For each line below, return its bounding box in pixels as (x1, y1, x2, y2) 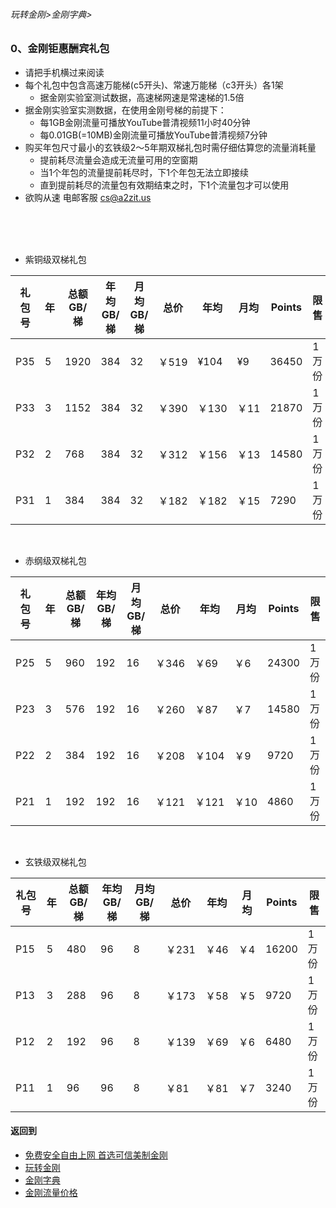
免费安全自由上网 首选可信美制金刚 (24, 1149, 168, 1161)
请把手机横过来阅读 (24, 66, 105, 78)
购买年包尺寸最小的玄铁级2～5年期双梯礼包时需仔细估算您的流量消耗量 (24, 141, 317, 153)
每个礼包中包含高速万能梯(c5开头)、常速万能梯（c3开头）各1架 (24, 79, 284, 91)
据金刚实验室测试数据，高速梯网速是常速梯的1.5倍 (39, 91, 245, 103)
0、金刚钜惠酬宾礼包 (10, 42, 110, 56)
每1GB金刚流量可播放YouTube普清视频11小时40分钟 (39, 116, 251, 128)
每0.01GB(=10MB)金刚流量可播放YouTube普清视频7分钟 (39, 129, 268, 141)
